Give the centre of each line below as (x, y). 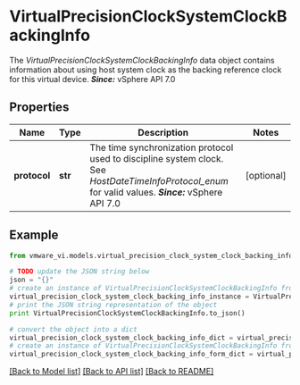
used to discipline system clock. (157, 158)
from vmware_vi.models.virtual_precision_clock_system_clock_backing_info (151, 255)
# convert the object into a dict (74, 329)
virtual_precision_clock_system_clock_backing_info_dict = (121, 338)
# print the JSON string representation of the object (113, 305)
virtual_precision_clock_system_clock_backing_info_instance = (129, 297)
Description (163, 132)
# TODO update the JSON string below (79, 272)
